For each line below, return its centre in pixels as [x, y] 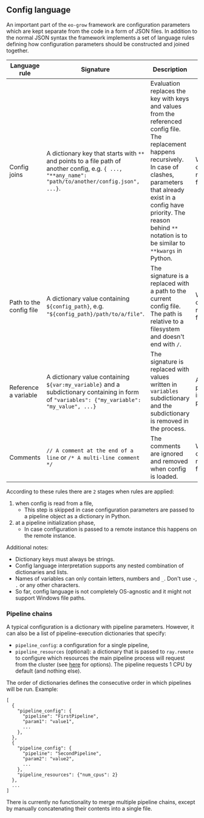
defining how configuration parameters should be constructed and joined [98, 44]
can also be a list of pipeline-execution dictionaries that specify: [86, 633]
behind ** [164, 227]
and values [166, 106]
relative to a [167, 321]
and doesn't [167, 336]
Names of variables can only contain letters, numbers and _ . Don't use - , [106, 578]
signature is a [169, 276]
